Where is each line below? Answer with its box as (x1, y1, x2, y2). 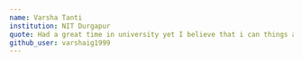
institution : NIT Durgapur (9, 22, 111, 30)
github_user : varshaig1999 (9, 38, 111, 48)
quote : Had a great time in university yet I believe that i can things (9, 30, 289, 39)
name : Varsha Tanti (9, 13, 83, 22)
